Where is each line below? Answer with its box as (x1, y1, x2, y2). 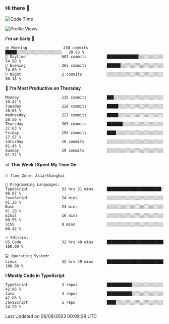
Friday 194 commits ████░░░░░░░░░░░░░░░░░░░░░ (5, 130, 164, 135)
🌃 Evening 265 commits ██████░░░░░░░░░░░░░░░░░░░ (5, 63, 164, 68)
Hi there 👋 (5, 5, 30, 12)
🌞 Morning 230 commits (5, 45, 88, 51)
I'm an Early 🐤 (5, 35, 35, 42)
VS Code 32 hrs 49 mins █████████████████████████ (5, 240, 164, 245)
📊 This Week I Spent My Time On (5, 162, 77, 168)
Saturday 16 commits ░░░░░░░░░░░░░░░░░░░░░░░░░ (5, 139, 164, 145)
